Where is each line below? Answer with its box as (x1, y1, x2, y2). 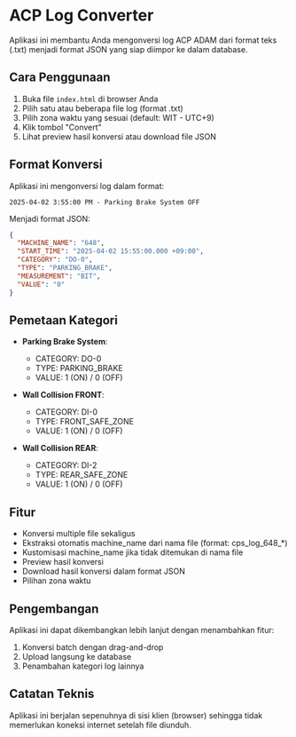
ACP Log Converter (9, 5, 154, 26)
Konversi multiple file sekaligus (21, 528, 136, 539)
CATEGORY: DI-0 (35, 407, 98, 417)
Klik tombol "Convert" (21, 122, 102, 132)
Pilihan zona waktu (21, 575, 91, 586)
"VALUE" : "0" (17, 280, 66, 289)
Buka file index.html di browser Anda (21, 93, 159, 104)
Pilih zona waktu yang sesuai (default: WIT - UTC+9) (21, 112, 214, 123)
